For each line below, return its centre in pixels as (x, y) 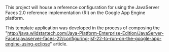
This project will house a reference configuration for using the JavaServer (82, 7)
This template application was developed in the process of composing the (82, 28)
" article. (59, 44)
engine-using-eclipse (28, 44)
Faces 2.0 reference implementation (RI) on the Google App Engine (75, 13)
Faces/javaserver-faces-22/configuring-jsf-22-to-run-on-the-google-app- (83, 38)
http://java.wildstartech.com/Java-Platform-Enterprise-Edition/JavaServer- (86, 33)
